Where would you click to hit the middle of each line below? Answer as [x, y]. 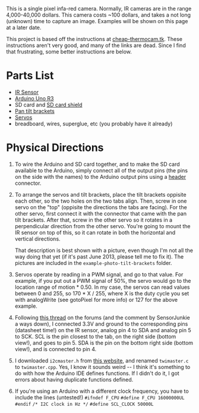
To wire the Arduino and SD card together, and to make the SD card [97, 164]
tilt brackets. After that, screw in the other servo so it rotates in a [94, 220]
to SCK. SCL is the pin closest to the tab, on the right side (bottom [95, 336]
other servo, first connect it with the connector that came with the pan [101, 213]
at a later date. [24, 27]
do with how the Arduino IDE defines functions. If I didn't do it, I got [97, 373]
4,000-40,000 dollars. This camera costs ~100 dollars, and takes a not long [99, 15]
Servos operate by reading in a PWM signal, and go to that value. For [99, 274]
